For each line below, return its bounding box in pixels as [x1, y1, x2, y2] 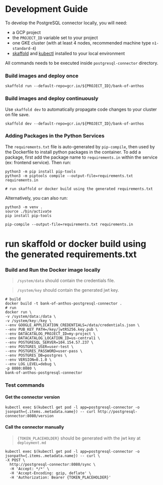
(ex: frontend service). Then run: [5, 159, 71, 165]
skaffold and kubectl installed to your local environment [12, 50, 125, 56]
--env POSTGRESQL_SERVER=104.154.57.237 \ [5, 340, 94, 345]
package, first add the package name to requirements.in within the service [5, 154, 158, 160]
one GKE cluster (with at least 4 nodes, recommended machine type [12, 40, 151, 45]
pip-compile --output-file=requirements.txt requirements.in [5, 221, 133, 227]
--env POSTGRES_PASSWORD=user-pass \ [5, 349, 83, 354]
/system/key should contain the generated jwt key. [17, 287, 119, 293]
